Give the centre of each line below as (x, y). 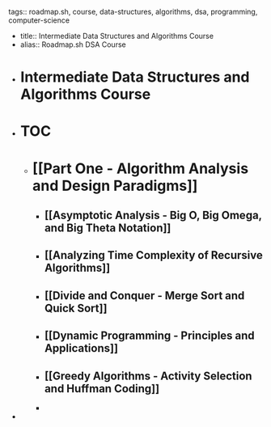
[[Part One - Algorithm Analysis (140, 168)
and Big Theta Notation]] (108, 228)
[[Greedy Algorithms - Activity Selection (148, 376)
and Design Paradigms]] (115, 186)
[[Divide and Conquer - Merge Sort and (144, 296)
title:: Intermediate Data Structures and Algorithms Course (117, 36)
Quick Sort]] (76, 308)
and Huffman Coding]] (102, 389)
